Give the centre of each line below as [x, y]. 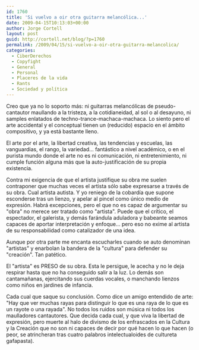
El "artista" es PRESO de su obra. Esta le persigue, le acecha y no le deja [95, 266]
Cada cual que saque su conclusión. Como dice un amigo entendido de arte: [100, 296]
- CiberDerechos [31, 56]
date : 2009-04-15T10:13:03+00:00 [48, 23]
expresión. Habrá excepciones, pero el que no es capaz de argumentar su [97, 205]
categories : [21, 51]
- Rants [21, 84]
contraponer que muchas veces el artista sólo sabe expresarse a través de [97, 186]
